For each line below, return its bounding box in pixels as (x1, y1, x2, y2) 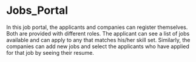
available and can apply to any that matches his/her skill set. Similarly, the (6, 36, 191, 43)
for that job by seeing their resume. (6, 49, 94, 56)
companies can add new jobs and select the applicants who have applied (6, 43, 190, 50)
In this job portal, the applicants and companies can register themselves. (6, 23, 188, 31)
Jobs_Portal (6, 4, 69, 17)
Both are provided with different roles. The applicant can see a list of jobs (6, 29, 190, 37)
